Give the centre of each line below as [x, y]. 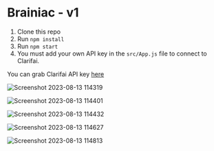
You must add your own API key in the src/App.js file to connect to [112, 54]
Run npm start [38, 46]
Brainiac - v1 [43, 13]
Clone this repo [39, 32]
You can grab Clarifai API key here [56, 74]
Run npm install [41, 38]
